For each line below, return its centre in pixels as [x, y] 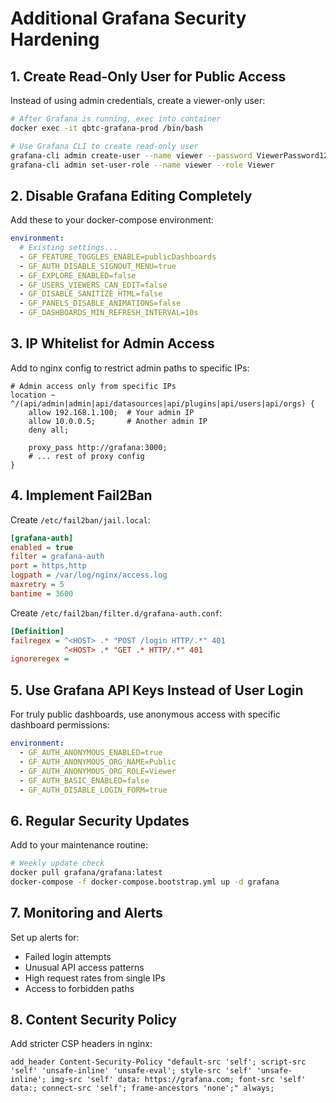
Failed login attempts [68, 956]
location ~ [33, 395]
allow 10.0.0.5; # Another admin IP [118, 421]
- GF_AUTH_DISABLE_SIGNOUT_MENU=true [98, 266]
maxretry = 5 [37, 585]
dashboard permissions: [60, 725]
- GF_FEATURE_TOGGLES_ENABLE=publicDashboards [118, 257]
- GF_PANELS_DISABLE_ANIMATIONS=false [100, 303]
